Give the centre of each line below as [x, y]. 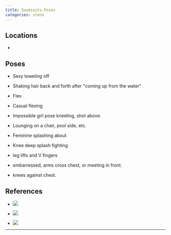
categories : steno [25, 15]
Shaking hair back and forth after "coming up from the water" [77, 86]
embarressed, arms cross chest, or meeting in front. [67, 165]
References [24, 191]
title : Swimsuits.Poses [31, 10]
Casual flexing [28, 106]
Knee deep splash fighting [40, 146]
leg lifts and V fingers [35, 155]
